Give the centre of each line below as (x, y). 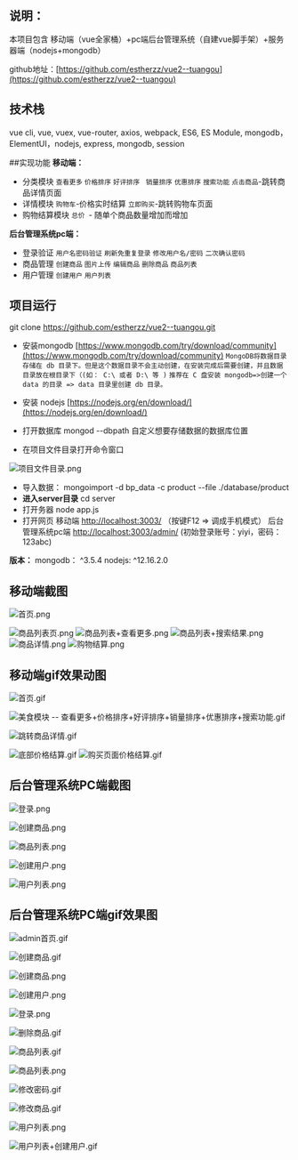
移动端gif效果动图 (58, 675)
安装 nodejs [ (46, 402)
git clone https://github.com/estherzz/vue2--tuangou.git (113, 327)
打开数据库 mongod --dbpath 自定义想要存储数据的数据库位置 (135, 431)
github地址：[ (34, 68)
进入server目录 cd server (68, 499)
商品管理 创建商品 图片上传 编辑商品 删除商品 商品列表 (109, 263)
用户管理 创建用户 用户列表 (66, 275)
